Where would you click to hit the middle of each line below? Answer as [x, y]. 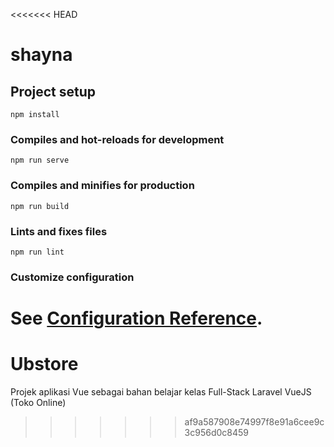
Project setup [53, 91]
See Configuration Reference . [136, 318]
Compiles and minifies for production [102, 186]
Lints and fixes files [59, 231]
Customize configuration [72, 277]
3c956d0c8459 [216, 432]
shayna [41, 55]
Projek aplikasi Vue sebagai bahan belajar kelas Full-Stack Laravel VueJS [161, 391]
